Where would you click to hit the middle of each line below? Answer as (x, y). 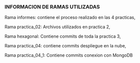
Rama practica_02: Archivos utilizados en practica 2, (58, 27)
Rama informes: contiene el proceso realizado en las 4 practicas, (70, 18)
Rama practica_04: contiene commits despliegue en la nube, (65, 46)
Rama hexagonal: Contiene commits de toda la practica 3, (63, 36)
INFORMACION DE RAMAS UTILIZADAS (52, 7)
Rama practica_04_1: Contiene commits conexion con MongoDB (69, 55)
